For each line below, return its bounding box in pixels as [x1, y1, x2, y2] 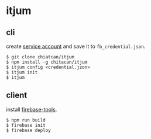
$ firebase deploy [6, 127, 51, 133]
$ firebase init [6, 122, 46, 128]
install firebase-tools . [6, 106, 57, 113]
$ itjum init [6, 69, 38, 75]
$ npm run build [6, 117, 46, 123]
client [6, 91, 28, 100]
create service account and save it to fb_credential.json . [6, 43, 146, 50]
